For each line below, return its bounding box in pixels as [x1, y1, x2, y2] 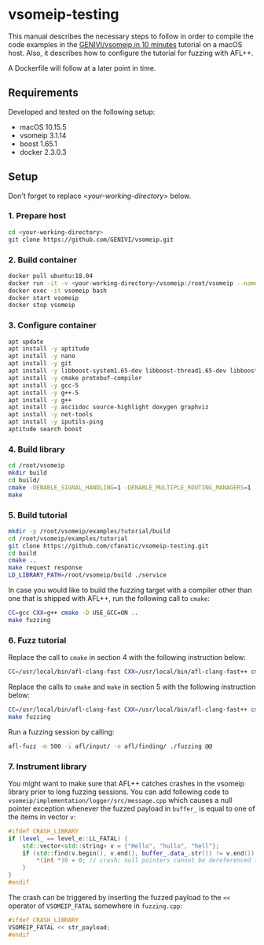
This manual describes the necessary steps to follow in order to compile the [8, 31, 254, 41]
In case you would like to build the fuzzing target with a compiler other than [8, 585, 252, 595]
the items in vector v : [8, 811, 76, 822]
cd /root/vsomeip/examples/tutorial [8, 534, 128, 543]
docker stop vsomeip [8, 301, 76, 310]
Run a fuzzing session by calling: [8, 727, 115, 736]
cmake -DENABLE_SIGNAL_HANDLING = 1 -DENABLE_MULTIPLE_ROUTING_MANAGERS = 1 [8, 483, 251, 492]
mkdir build [8, 469, 47, 477]
